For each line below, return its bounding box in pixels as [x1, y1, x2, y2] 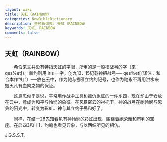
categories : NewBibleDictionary [5, 16, 72, 21]
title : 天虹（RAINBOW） [5, 12, 51, 17]
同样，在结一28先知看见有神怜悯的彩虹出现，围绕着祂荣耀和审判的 [13, 116, 150, 122]
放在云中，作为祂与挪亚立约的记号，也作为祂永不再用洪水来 [37, 76, 159, 82]
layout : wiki [5, 7, 32, 12]
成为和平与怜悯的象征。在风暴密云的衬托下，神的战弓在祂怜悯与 [26, 99, 158, 105]
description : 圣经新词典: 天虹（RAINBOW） [5, 21, 88, 26]
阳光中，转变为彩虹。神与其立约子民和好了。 [13, 105, 105, 111]
